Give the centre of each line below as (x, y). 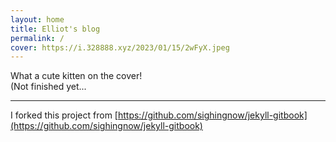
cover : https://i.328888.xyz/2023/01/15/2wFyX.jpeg (120, 47)
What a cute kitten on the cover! (76, 76)
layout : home (37, 19)
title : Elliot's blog (55, 29)
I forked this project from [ (64, 115)
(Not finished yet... (48, 87)
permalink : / (37, 38)
